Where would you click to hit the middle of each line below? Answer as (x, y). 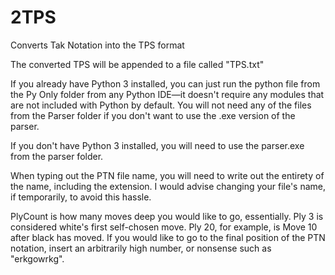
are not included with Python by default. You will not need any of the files (161, 105)
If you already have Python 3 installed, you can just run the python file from (165, 83)
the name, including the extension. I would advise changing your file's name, (168, 186)
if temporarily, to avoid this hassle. (81, 197)
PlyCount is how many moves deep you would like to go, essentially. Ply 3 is (167, 216)
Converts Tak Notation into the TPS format (97, 45)
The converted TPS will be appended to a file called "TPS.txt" (137, 64)
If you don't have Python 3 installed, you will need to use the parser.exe (157, 145)
